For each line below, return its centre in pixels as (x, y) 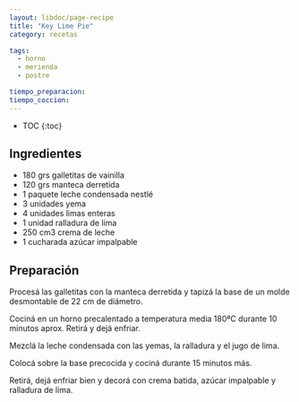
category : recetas (43, 34)
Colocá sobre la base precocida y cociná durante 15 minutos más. (131, 363)
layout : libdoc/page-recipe (62, 17)
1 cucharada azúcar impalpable (80, 242)
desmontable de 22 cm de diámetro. (76, 301)
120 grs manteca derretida (71, 185)
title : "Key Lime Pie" (51, 26)
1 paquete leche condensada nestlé (88, 195)
